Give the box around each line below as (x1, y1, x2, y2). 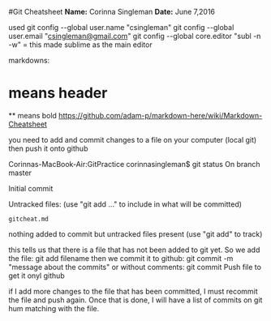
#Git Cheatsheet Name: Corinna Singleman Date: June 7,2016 (8, 7, 216, 16)
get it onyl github (8, 271, 65, 280)
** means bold (8, 110, 57, 120)
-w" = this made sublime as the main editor (8, 40, 153, 49)
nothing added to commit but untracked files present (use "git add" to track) (8, 229, 263, 238)
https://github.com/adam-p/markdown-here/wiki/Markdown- (58, 110, 263, 120)
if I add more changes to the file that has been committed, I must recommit (8, 286, 258, 296)
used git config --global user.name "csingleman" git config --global (8, 23, 234, 32)
